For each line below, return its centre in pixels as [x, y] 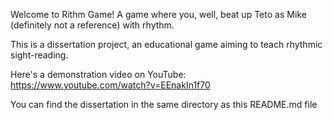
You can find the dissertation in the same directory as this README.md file [164, 104]
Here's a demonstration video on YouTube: [98, 74]
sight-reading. [39, 55]
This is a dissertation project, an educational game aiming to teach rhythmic [166, 44]
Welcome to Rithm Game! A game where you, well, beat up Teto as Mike [158, 14]
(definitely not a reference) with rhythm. [92, 25]
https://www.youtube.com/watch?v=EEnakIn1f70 [110, 85]
